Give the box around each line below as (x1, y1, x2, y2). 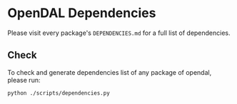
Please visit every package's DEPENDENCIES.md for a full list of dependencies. (7, 28, 231, 37)
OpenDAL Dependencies (7, 5, 156, 21)
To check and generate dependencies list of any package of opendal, (7, 68, 212, 76)
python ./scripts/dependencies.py (7, 89, 111, 97)
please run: (7, 76, 41, 84)
